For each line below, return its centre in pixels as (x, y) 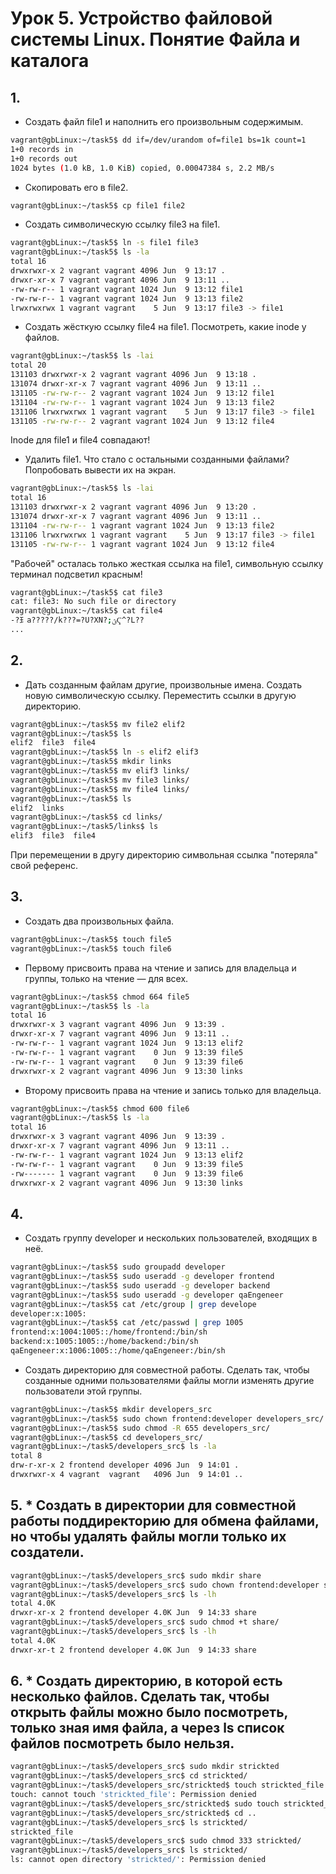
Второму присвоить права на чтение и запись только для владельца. (173, 1090)
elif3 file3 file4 (53, 836)
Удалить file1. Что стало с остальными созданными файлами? (157, 459)
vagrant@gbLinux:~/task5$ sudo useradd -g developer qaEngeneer (147, 1295)
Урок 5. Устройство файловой (141, 18)
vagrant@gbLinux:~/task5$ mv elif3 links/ (100, 771)
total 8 (26, 1456)
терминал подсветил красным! (76, 574)
